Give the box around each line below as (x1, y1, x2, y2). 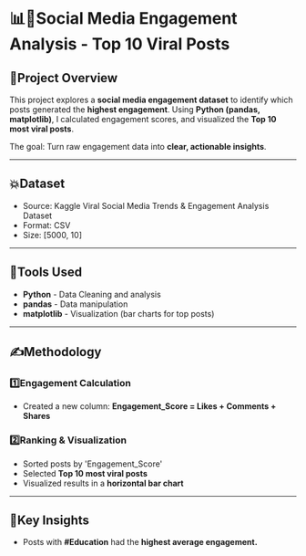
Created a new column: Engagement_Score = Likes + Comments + (22, 401, 277, 412)
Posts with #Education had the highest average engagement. (22, 537, 258, 548)
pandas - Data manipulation (22, 299, 128, 309)
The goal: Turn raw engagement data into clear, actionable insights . (9, 142, 267, 152)
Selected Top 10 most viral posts (22, 467, 148, 478)
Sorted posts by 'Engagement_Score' (22, 458, 163, 469)
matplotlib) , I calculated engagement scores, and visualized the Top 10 (9, 114, 277, 124)
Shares (22, 411, 51, 422)
